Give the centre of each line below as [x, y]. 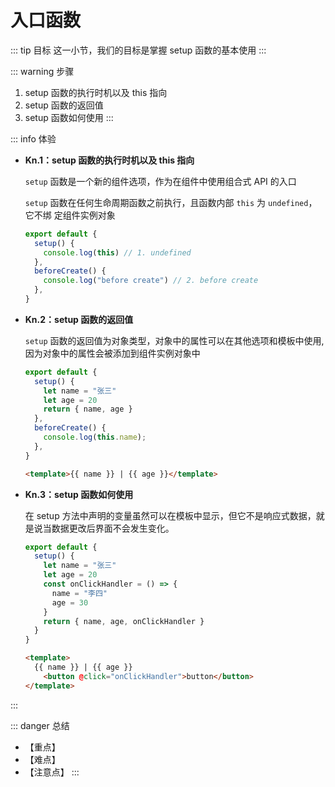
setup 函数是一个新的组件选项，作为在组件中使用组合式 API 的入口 [160, 181]
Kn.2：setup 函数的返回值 [79, 319]
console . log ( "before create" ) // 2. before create [151, 281]
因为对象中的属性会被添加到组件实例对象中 [112, 353]
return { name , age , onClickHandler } [124, 621]
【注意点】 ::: [52, 772]
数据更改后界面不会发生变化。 [113, 528]
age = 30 [70, 602]
